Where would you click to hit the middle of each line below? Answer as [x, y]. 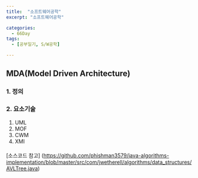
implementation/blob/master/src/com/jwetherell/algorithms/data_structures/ [99, 162]
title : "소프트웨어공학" [34, 12]
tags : [13, 39]
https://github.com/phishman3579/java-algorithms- [106, 155]
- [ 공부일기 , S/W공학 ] [36, 44]
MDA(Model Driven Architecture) [68, 74]
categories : [21, 28]
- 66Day [21, 33]
